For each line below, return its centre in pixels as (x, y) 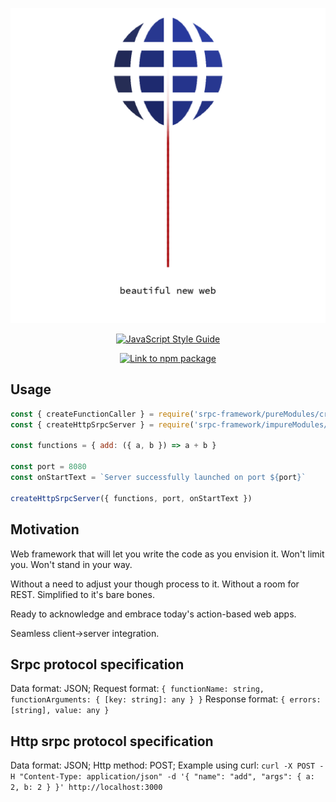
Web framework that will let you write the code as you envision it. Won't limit (167, 554)
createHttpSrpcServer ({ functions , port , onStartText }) (131, 498)
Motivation (45, 529)
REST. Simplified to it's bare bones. (82, 594)
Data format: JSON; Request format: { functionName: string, (137, 689)
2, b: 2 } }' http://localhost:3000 (86, 788)
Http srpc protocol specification (112, 741)
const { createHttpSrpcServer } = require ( (102, 424)
